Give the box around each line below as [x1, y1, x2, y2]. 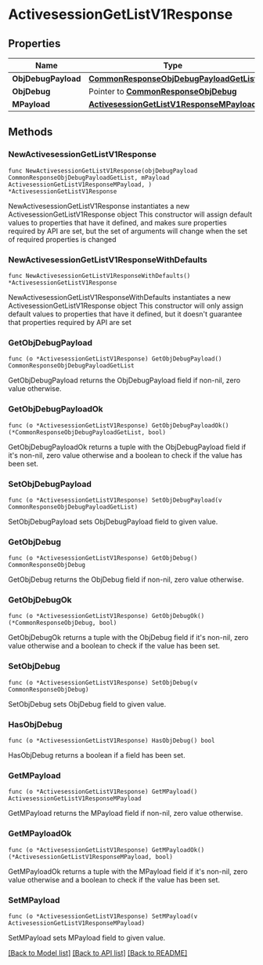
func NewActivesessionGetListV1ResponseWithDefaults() [8, 272, 191, 280]
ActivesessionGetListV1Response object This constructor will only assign [8, 301, 244, 310]
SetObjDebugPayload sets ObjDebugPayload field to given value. [8, 517, 218, 526]
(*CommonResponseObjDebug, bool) [8, 619, 117, 627]
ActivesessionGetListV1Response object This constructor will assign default [8, 210, 253, 219]
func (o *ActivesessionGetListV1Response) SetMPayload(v [8, 912, 198, 920]
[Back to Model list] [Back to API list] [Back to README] [8, 948, 188, 957]
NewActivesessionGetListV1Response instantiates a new [8, 201, 190, 210]
